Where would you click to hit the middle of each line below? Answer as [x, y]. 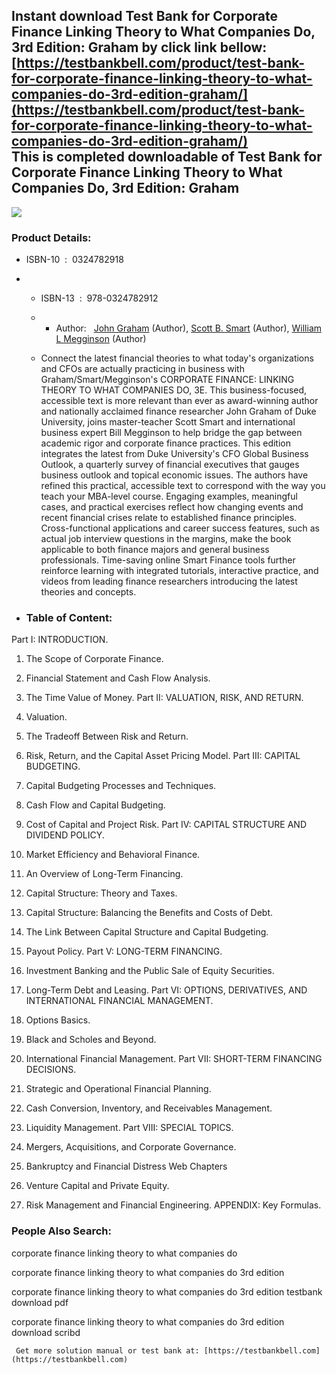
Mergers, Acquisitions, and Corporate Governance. [131, 1147]
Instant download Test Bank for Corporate [145, 16]
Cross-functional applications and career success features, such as [180, 528]
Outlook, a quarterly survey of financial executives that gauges [170, 465]
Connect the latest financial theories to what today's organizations [177, 358]
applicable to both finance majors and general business [155, 550]
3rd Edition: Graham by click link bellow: [139, 47]
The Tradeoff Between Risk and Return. [107, 736]
